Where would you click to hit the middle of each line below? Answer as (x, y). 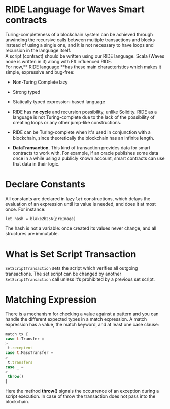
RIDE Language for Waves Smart (75, 9)
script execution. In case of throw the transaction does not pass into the (80, 396)
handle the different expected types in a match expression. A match (76, 319)
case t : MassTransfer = (29, 353)
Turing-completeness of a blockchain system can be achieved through (79, 34)
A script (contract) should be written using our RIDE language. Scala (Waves (85, 56)
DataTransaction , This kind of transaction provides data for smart (81, 147)
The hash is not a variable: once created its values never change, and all (81, 228)
